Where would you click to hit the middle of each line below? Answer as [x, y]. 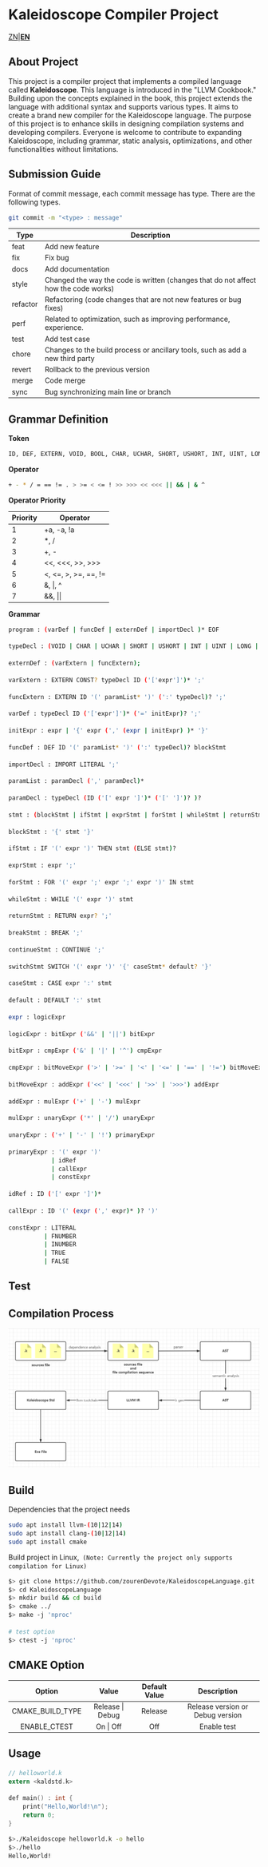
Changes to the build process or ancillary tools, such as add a [146, 350]
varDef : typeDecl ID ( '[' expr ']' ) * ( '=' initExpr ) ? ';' [105, 714]
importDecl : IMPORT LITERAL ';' [64, 765]
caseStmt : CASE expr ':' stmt [60, 983]
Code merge [65, 380]
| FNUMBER [60, 1236]
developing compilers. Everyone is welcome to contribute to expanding [125, 132]
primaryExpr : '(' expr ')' [55, 1152]
